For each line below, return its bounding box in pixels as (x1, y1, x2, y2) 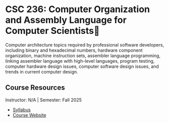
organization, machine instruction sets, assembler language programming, (5, 52, 161, 59)
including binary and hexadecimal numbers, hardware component (5, 47, 143, 53)
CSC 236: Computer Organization (5, 4, 150, 15)
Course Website (12, 112, 47, 118)
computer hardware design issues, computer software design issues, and (5, 63, 159, 69)
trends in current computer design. (5, 68, 79, 74)
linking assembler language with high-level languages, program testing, (5, 58, 155, 64)
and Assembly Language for (5, 14, 127, 26)
